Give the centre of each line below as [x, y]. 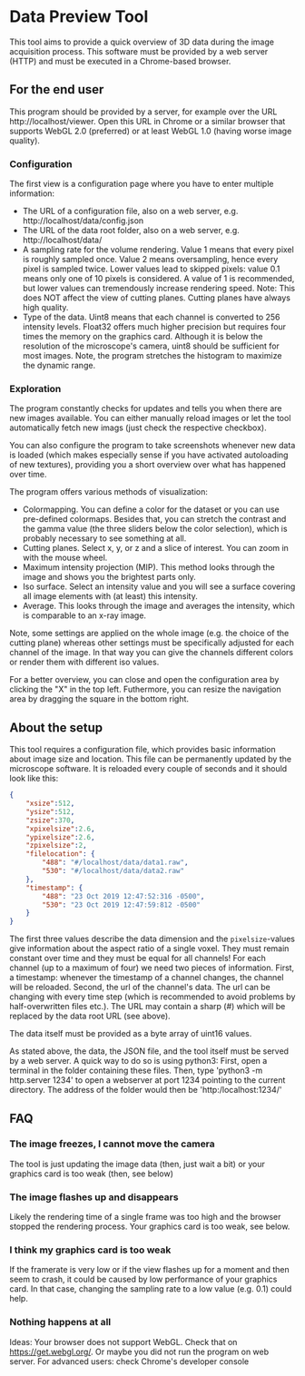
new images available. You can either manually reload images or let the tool [150, 418]
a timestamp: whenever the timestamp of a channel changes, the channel [147, 978]
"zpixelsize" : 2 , [57, 846]
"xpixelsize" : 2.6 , [60, 829]
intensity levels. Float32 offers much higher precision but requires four [154, 327]
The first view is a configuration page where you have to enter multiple [142, 184]
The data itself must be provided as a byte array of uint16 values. [131, 1034]
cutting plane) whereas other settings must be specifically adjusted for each [152, 643]
